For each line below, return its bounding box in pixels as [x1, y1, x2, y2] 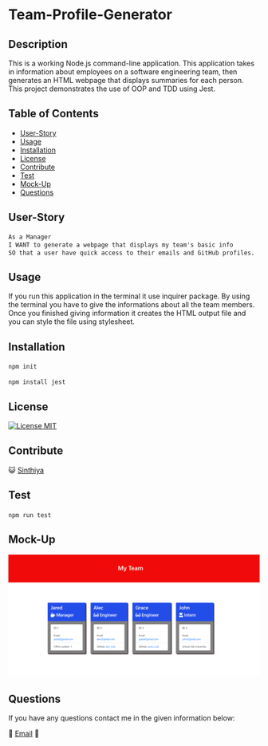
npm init [8, 363, 37, 371]
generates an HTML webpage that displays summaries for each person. [8, 76, 245, 85]
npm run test [8, 511, 52, 519]
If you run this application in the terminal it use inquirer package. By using [8, 291, 250, 301]
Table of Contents [8, 107, 100, 120]
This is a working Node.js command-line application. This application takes [8, 58, 255, 68]
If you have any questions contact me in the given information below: [8, 712, 235, 723]
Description [8, 37, 68, 51]
